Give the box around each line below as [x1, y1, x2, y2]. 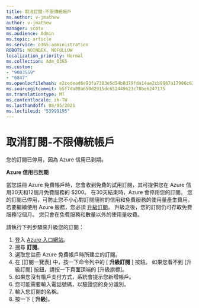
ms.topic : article [6, 36, 52, 42]
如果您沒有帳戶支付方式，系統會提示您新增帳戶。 [14, 274, 134, 281]
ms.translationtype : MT [6, 91, 65, 97]
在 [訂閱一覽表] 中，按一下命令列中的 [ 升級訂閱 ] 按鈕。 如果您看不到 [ [14, 259, 187, 266]
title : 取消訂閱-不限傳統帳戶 [6, 8, 72, 15]
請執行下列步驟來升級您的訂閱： [6, 224, 84, 231]
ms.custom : [6, 63, 33, 70]
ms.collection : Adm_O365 [6, 58, 68, 64]
